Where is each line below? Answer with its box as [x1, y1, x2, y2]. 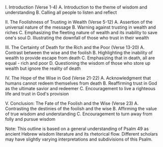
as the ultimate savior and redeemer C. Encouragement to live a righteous [5, 86, 156, 91]
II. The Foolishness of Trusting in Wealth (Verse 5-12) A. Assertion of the [5, 19, 153, 25]
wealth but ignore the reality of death [5, 65, 81, 71]
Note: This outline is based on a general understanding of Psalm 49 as [5, 126, 149, 132]
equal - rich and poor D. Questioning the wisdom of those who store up [5, 60, 151, 66]
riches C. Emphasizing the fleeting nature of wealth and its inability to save [5, 30, 158, 35]
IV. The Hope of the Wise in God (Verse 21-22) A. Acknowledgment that [5, 75, 151, 81]
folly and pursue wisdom [5, 116, 55, 122]
